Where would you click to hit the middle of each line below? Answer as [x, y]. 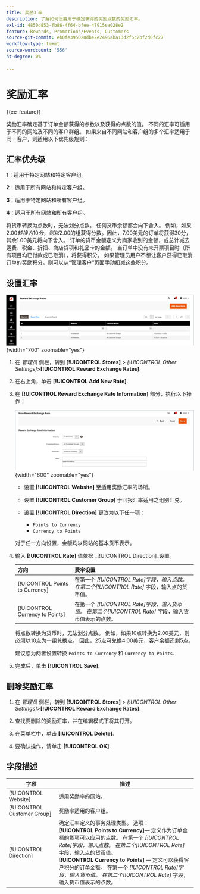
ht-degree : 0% [24, 57]
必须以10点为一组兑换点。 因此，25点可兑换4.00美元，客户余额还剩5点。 [104, 640]
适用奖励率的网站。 [82, 796]
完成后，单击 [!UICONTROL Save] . [57, 666]
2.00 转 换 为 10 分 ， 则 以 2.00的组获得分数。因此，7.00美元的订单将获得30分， [99, 233]
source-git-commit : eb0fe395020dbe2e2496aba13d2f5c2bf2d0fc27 [85, 38]
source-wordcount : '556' [37, 51]
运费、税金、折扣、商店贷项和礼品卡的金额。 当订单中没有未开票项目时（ [96, 248]
